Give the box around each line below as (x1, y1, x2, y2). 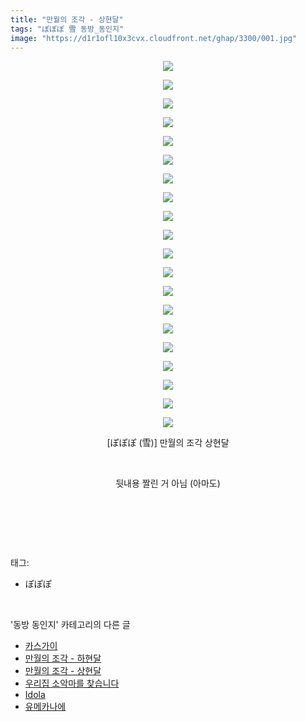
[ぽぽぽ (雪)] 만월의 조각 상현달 (106, 437, 230, 449)
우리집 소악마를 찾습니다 (24, 677, 120, 690)
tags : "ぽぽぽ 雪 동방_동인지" (10, 24, 125, 34)
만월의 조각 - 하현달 (24, 652, 102, 665)
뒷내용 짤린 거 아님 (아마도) (115, 477, 221, 490)
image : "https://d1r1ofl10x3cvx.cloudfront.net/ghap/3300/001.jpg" (10, 33, 298, 43)
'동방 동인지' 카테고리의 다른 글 (10, 619, 131, 631)
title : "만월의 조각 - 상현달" (10, 14, 124, 25)
